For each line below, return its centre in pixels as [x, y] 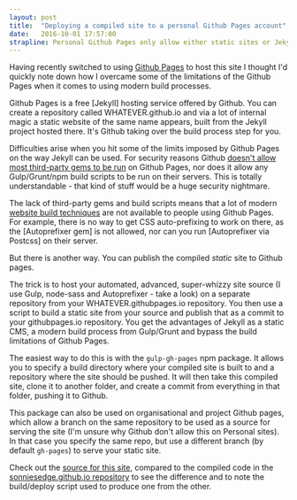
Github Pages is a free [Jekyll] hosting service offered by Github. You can [143, 104]
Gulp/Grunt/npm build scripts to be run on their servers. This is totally [136, 177]
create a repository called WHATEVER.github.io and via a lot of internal [138, 112]
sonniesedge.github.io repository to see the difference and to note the [137, 477]
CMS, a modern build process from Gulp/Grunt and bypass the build [133, 332]
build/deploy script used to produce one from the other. [110, 487]
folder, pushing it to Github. [59, 396]
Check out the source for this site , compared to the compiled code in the [141, 468]
